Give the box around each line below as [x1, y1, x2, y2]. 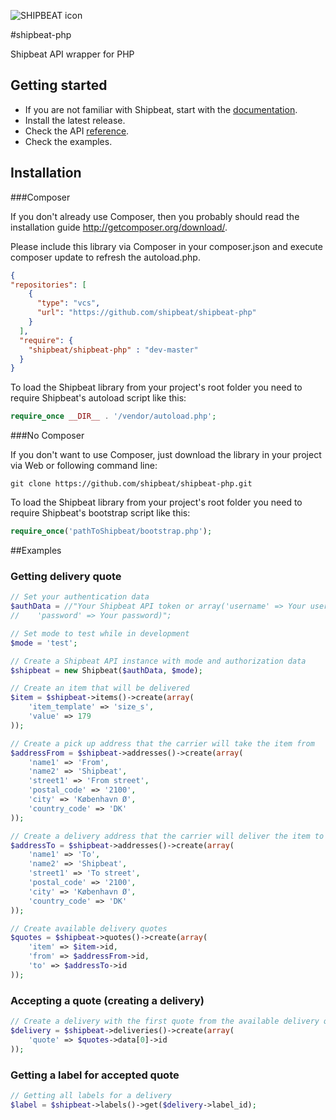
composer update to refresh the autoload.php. [10, 251, 201, 263]
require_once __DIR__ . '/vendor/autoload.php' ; [10, 411, 217, 422]
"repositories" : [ [10, 280, 87, 290]
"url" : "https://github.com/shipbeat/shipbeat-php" [36, 308, 257, 318]
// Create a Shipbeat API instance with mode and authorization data [10, 656, 307, 666]
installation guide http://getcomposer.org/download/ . [10, 221, 228, 233]
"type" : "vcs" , [36, 298, 101, 309]
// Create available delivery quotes [10, 923, 168, 934]
